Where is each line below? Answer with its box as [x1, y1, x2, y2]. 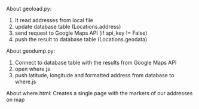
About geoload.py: [6, 5, 52, 12]
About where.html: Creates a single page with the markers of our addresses [6, 90, 193, 96]
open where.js [14, 65, 51, 72]
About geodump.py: [6, 47, 56, 54]
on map [6, 96, 25, 103]
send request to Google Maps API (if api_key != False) [14, 29, 148, 37]
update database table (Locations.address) [14, 23, 121, 30]
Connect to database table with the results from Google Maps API [14, 59, 177, 66]
